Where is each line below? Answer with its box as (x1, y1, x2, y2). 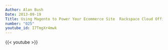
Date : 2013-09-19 (5, 12, 41, 17)
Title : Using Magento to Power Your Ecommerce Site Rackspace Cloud (5, 16, 153, 21)
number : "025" (5, 21, 35, 26)
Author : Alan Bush (5, 7, 43, 12)
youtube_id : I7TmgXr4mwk (5, 26, 57, 31)
